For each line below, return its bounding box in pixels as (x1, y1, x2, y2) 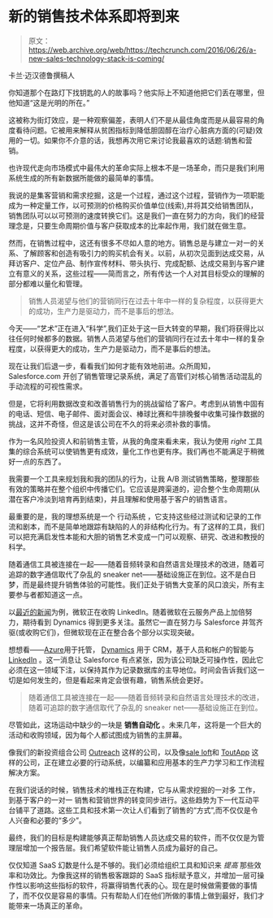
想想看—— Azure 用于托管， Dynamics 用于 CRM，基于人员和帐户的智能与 (8, 644, 254, 655)
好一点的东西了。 (8, 456, 66, 466)
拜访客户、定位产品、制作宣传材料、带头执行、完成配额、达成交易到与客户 (8, 258, 258, 268)
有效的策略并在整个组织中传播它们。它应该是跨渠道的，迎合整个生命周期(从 (8, 484, 261, 494)
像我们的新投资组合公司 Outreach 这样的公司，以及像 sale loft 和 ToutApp (8, 747, 250, 757)
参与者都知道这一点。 (15, 590, 87, 599)
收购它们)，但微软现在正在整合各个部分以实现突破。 (25, 627, 199, 637)
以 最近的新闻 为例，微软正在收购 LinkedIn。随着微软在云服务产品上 (8, 607, 232, 616)
